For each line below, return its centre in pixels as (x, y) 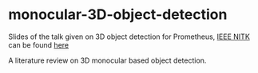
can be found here (39, 44)
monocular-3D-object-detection (118, 15)
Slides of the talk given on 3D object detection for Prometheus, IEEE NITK (129, 36)
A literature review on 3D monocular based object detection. (107, 60)
